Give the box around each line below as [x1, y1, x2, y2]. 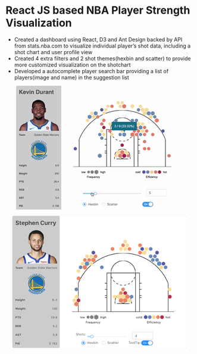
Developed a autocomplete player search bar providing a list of [14, 67, 169, 74]
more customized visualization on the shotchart [14, 61, 131, 68]
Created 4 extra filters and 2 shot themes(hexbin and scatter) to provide [14, 55, 191, 62]
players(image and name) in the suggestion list [14, 74, 129, 81]
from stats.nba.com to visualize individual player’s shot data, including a [14, 42, 191, 49]
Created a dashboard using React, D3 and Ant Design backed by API [14, 36, 183, 43]
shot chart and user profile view [14, 48, 93, 55]
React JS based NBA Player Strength [5, 4, 190, 17]
